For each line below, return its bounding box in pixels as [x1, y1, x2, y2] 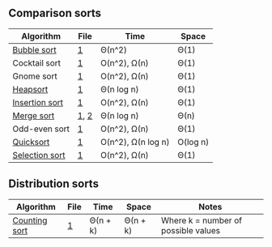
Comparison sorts [8, 6, 102, 20]
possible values [160, 224, 221, 236]
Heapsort [12, 83, 49, 95]
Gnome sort [12, 70, 58, 82]
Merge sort [12, 109, 55, 121]
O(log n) [177, 136, 209, 147]
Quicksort [12, 136, 50, 147]
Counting [12, 215, 48, 226]
